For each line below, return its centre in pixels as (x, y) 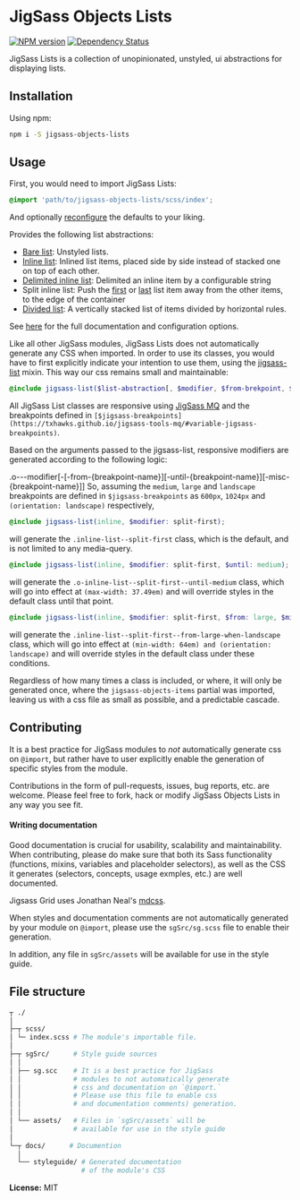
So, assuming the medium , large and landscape (171, 486)
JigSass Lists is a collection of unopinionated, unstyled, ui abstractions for (146, 58)
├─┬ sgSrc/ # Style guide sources (83, 1054)
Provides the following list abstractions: (82, 235)
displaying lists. (38, 68)
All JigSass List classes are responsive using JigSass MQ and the (129, 406)
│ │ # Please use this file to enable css (113, 1096)
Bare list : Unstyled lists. (65, 252)
